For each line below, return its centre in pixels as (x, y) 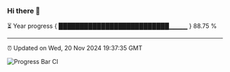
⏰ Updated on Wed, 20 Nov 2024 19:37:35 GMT (75, 48)
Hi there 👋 (24, 11)
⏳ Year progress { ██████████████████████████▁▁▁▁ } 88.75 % (112, 26)
